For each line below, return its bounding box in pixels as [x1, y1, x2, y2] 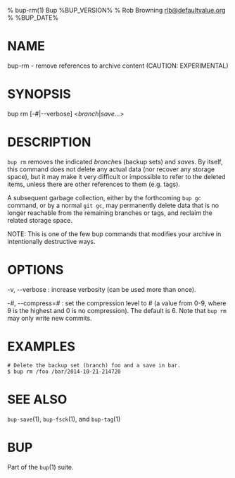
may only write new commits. [7, 314, 93, 322]
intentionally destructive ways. [7, 237, 96, 245]
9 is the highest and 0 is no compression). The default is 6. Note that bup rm [7, 306, 227, 314]
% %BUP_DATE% [7, 13, 59, 22]
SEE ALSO [7, 391, 68, 407]
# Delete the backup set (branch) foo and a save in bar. [7, 362, 181, 369]
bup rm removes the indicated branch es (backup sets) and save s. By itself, [7, 157, 223, 166]
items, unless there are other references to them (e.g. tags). [7, 180, 181, 188]
